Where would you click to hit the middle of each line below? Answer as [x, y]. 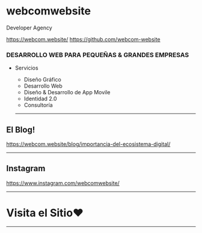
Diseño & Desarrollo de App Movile [67, 92]
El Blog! [21, 129]
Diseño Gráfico [42, 80]
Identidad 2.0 [40, 99]
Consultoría [38, 105]
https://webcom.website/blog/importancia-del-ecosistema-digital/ [88, 144]
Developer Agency [29, 28]
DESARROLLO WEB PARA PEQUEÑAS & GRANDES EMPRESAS [98, 55]
